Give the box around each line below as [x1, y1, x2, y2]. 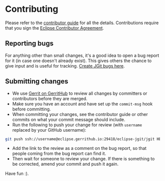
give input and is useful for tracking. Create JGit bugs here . [5, 63, 125, 69]
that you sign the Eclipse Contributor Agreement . [5, 25, 104, 31]
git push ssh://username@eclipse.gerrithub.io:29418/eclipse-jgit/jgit [5, 137, 155, 142]
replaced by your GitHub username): [12, 127, 86, 133]
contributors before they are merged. [12, 95, 87, 102]
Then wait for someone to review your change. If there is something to [12, 156, 155, 162]
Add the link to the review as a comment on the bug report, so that [12, 145, 147, 151]
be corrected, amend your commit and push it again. [12, 161, 119, 167]
